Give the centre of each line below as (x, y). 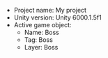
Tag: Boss (39, 40)
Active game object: (43, 25)
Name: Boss (41, 32)
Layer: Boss (41, 47)
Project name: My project (50, 10)
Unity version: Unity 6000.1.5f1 (58, 17)
